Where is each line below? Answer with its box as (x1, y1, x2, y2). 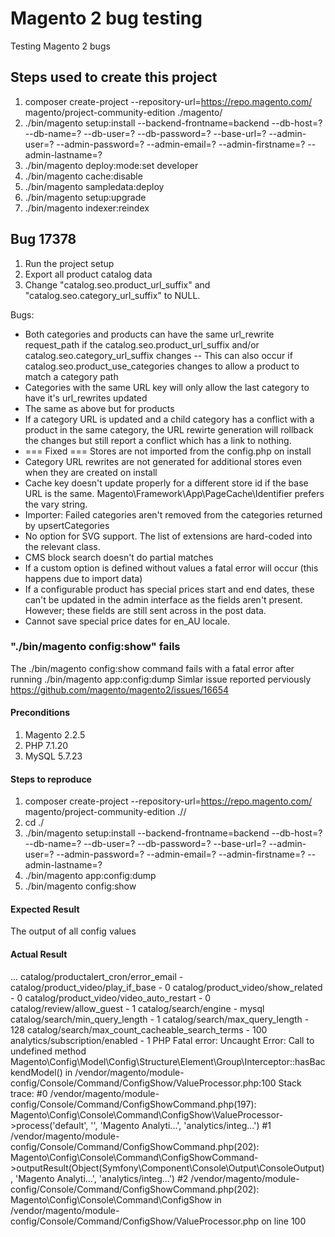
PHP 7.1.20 (24, 740, 69, 752)
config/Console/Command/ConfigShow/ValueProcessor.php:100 (10, 1077, 277, 1089)
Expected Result (10, 903, 80, 915)
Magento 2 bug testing (10, 7, 203, 30)
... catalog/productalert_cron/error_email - (10, 970, 184, 982)
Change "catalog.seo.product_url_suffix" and (24, 278, 211, 291)
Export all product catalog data (24, 268, 153, 280)
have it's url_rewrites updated (24, 392, 148, 404)
